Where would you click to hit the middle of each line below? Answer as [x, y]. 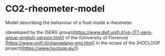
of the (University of [86, 37]
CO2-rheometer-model [55, 9]
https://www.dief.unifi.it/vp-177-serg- [113, 32]
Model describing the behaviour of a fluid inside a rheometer [69, 22]
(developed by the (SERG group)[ [40, 32]
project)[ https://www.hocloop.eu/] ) [42, 48]
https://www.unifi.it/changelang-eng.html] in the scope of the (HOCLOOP [84, 42]
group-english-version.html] [35, 37]
